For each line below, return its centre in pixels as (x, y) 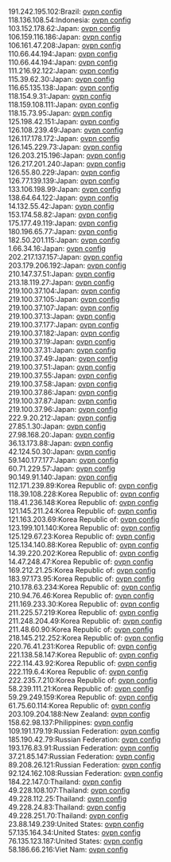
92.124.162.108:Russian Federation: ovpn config (85, 773)
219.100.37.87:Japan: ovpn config (62, 401)
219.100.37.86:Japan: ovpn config (63, 392)
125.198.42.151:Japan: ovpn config (64, 121)
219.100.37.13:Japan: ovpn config (62, 316)
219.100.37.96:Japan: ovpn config (63, 409)
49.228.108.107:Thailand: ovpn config (69, 790)
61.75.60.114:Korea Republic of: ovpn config (80, 705)
